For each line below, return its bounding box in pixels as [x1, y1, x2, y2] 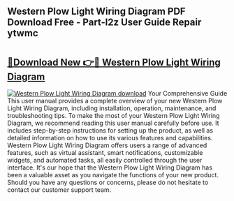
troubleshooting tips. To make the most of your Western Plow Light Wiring [7, 112, 220, 119]
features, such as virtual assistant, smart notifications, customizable [7, 149, 203, 156]
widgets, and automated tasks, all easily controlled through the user [7, 156, 203, 164]
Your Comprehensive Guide [147, 89, 228, 97]
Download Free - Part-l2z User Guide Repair [7, 17, 202, 29]
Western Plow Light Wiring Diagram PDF [7, 6, 187, 17]
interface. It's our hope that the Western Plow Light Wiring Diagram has [7, 163, 213, 172]
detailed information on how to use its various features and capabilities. [7, 134, 213, 142]
